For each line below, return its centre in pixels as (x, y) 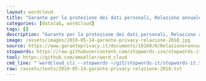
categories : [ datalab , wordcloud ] (51, 23)
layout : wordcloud (30, 12)
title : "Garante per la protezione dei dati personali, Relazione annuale (104, 18)
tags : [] (17, 29)
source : (16, 46)
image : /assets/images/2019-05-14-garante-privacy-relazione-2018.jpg (98, 40)
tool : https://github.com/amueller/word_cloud (67, 57)
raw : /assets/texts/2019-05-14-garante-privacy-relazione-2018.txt (94, 69)
